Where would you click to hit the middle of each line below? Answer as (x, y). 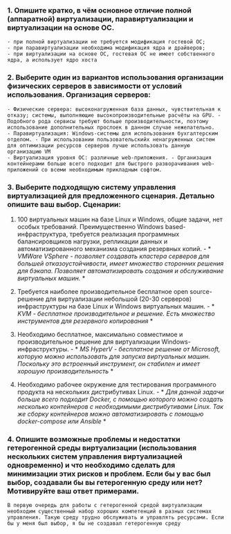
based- (175, 226)
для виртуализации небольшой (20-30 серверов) (119, 299)
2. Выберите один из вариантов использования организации (115, 77)
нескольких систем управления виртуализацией (95, 457)
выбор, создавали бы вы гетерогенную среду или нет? (105, 482)
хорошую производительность (63, 371)
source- (201, 291)
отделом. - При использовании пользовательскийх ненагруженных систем (111, 139)
